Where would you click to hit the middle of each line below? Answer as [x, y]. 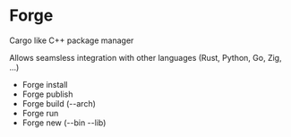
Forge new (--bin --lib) [64, 123]
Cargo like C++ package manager [72, 40]
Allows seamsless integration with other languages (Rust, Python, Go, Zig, [145, 57]
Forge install [45, 84]
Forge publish [47, 94]
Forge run [40, 113]
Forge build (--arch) [59, 103]
